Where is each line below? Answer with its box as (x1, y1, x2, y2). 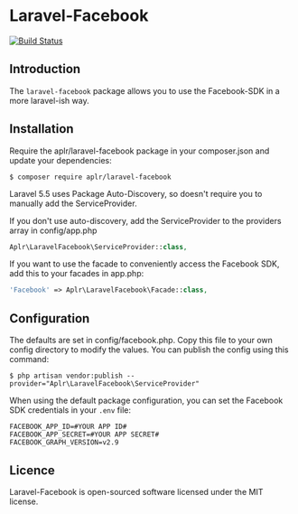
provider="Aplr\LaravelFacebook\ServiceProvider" (9, 379, 200, 388)
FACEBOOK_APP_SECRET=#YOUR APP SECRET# (9, 430, 160, 439)
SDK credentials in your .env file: (9, 405, 132, 416)
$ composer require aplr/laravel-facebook (9, 173, 172, 182)
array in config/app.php (9, 225, 98, 236)
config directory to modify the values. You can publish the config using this (9, 344, 289, 355)
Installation (9, 121, 74, 136)
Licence (9, 463, 56, 478)
